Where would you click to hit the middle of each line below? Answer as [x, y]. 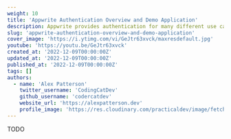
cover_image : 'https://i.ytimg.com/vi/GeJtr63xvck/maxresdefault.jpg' [110, 39]
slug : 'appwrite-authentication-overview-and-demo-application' [101, 33]
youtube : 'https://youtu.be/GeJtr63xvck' [67, 45]
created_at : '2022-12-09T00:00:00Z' [59, 52]
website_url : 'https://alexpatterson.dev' [81, 103]
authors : [20, 77]
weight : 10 [23, 13]
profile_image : [41, 109]
